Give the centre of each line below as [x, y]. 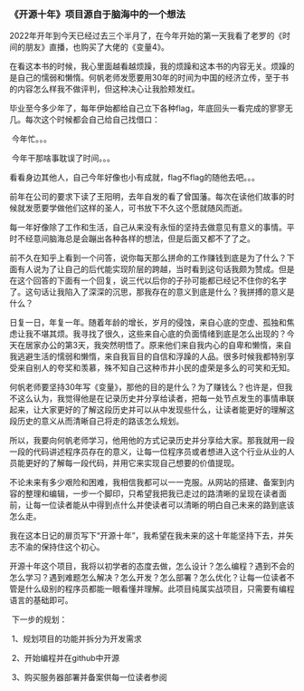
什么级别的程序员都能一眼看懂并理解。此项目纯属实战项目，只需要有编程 [160, 589]
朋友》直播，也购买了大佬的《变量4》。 [97, 47]
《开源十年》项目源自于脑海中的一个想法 [97, 14]
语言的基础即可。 [41, 600]
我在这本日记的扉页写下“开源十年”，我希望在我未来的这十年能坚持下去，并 [148, 536]
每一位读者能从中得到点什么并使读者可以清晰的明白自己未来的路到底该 [164, 505]
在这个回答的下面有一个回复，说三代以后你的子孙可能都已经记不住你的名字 [148, 281]
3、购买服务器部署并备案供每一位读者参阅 [89, 677]
